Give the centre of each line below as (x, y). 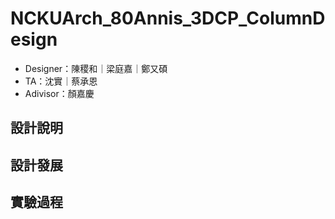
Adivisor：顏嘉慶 (59, 93)
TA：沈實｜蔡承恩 (61, 81)
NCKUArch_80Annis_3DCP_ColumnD (168, 18)
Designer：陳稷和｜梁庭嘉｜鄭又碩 (96, 68)
